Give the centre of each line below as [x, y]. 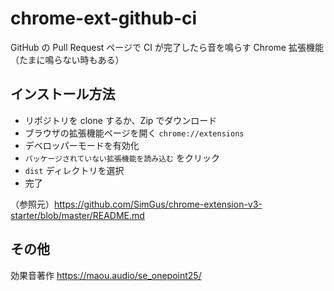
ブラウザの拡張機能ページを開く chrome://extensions [134, 133]
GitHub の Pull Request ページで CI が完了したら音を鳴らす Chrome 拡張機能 [167, 47]
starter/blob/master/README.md [77, 215]
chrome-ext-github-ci [104, 18]
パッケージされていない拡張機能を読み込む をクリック [122, 158]
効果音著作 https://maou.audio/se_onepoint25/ [106, 275]
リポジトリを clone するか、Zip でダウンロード [121, 120]
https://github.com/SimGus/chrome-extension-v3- [158, 204]
